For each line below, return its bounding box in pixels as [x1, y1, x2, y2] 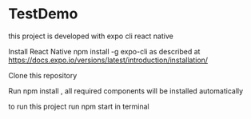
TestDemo [8, 5, 78, 23]
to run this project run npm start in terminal [8, 101, 149, 111]
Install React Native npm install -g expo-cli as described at [8, 46, 201, 56]
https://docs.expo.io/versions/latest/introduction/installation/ [8, 55, 209, 65]
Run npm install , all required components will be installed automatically [8, 85, 244, 96]
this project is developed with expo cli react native [8, 31, 173, 41]
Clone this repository [8, 70, 78, 80]
